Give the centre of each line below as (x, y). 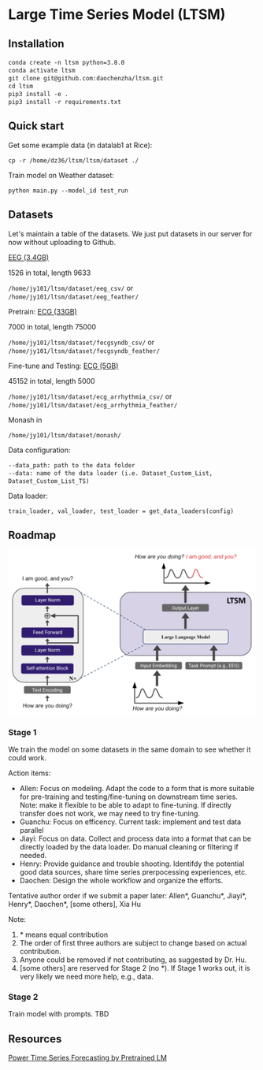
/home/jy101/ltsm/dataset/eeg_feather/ (74, 297)
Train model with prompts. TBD (59, 1014)
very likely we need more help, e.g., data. (86, 976)
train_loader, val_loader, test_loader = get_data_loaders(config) (121, 511)
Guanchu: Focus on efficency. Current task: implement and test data (130, 822)
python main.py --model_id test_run (68, 191)
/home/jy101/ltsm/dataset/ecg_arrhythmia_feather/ (93, 405)
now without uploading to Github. (62, 242)
